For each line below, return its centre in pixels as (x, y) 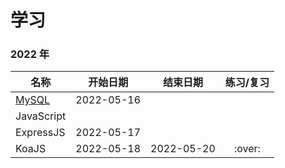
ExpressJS (40, 133)
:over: (247, 149)
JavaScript (41, 116)
